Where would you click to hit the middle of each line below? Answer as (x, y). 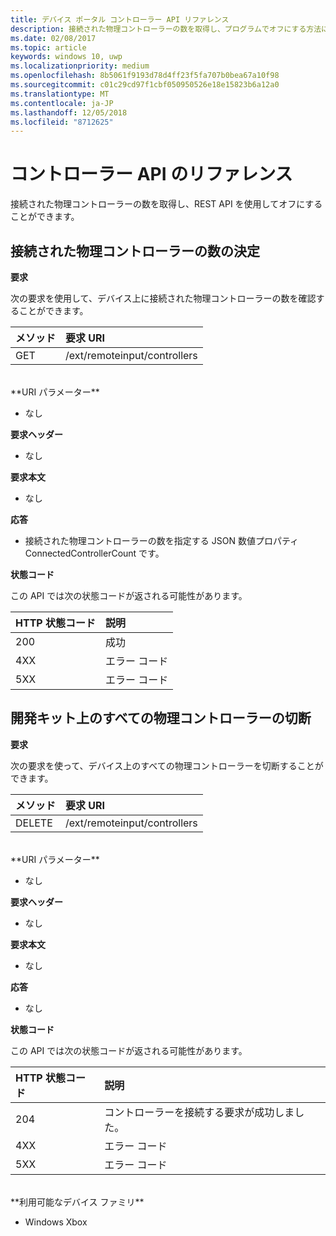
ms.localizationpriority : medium (80, 66)
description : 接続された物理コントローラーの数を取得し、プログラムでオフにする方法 (166, 29)
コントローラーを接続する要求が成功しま (199, 1112)
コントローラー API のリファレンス (151, 174)
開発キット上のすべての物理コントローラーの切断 (161, 718)
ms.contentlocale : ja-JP (62, 103)
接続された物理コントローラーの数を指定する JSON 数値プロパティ (162, 540)
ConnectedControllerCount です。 (94, 553)
